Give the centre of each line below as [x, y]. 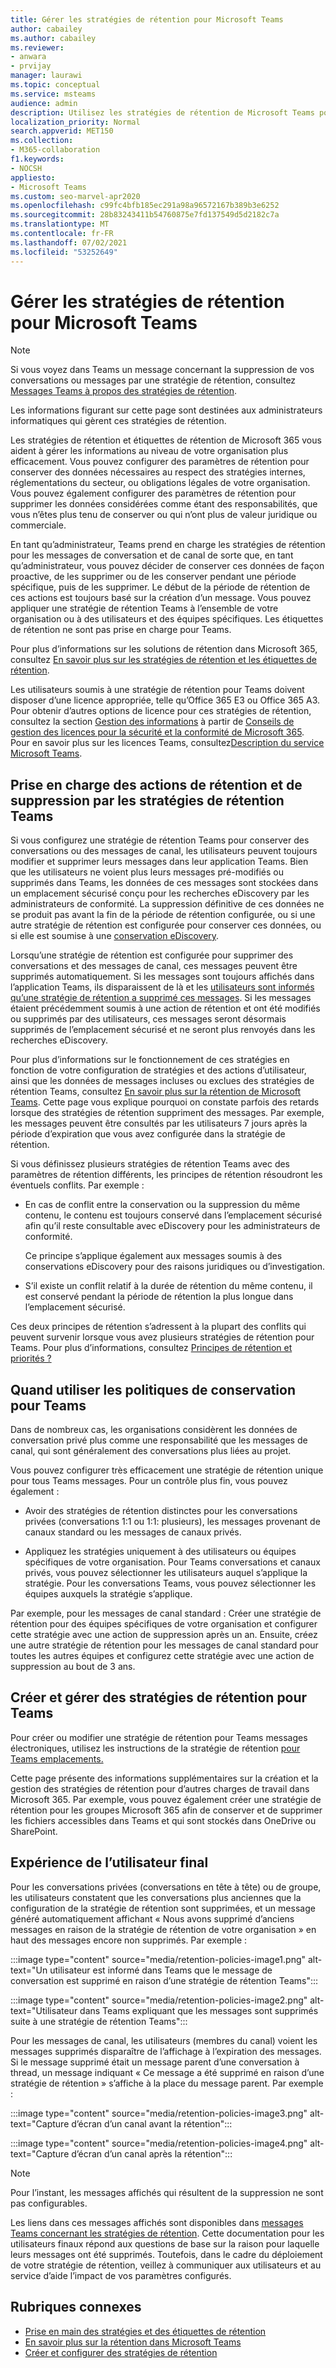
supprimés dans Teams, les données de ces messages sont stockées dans [164, 883]
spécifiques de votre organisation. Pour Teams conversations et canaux [172, 1562]
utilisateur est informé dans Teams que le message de [161, 1970]
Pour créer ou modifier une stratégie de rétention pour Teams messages [159, 1737]
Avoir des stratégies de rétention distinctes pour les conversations [161, 1511]
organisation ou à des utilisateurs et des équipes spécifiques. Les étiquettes [167, 619]
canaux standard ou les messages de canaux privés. [133, 1532]
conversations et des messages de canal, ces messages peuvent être [154, 966]
